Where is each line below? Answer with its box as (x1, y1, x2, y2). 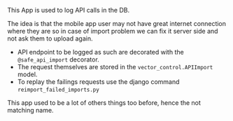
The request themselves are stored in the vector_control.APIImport (17, 63, 213, 71)
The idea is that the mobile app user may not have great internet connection (7, 20, 226, 27)
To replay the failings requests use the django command (17, 78, 180, 86)
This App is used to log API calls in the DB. (7, 6, 130, 14)
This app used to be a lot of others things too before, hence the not (7, 99, 202, 107)
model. (17, 70, 38, 78)
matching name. (7, 106, 54, 114)
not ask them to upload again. (7, 34, 93, 43)
